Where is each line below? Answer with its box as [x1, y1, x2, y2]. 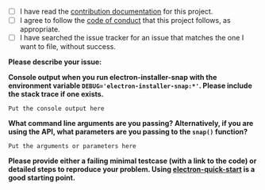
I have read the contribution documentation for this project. [19, 7, 213, 16]
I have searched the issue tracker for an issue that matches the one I [19, 33, 244, 43]
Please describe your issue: [8, 57, 102, 66]
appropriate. [19, 25, 61, 34]
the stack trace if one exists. [8, 89, 105, 99]
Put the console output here [8, 104, 105, 113]
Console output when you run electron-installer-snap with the [8, 73, 217, 82]
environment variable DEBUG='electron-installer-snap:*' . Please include [8, 81, 252, 90]
